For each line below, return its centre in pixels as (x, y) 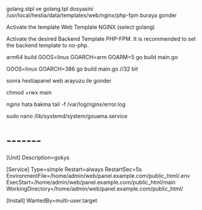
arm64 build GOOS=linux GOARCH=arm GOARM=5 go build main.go (92, 57)
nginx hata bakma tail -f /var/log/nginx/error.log (66, 104)
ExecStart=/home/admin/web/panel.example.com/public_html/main (91, 182)
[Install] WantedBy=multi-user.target (52, 200)
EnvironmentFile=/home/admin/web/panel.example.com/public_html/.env (98, 175)
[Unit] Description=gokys (38, 157)
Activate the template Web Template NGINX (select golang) (81, 27)
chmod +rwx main (29, 93)
